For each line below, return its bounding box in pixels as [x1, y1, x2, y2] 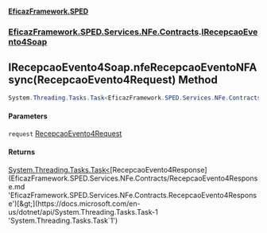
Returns [8, 147, 36, 157]
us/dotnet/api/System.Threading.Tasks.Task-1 [8, 207, 159, 216]
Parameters [8, 111, 48, 121]
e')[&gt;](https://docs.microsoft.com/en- [8, 199, 141, 208]
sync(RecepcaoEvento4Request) [8, 72, 176, 87]
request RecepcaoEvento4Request [8, 129, 122, 138]
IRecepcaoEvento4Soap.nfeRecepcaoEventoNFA [8, 60, 257, 74]
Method [178, 72, 219, 87]
